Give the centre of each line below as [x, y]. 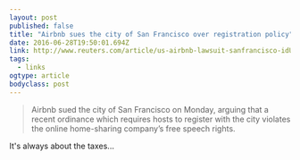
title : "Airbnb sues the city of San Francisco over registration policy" [151, 34]
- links [32, 68]
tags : [19, 59]
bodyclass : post [39, 84]
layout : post [33, 17]
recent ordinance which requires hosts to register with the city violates [161, 119]
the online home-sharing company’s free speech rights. [133, 128]
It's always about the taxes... [62, 146]
